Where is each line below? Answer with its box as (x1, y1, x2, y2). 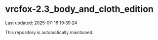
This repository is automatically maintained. (5, 29, 94, 35)
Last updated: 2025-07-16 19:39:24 (5, 20, 78, 26)
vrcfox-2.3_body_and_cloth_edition (5, 3, 154, 15)
